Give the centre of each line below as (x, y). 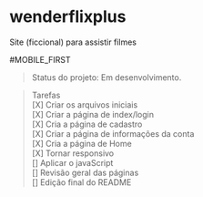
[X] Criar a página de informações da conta (113, 133)
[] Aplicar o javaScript (72, 162)
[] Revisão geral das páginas (85, 172)
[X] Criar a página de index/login (93, 114)
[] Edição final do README (81, 182)
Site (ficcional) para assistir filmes (73, 42)
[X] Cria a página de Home (81, 143)
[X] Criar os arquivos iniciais (85, 104)
